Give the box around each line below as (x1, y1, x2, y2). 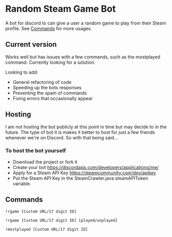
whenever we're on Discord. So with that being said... (5, 134, 118, 140)
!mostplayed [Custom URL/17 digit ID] (5, 227, 88, 232)
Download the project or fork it (12, 159, 78, 165)
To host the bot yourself (5, 147, 67, 154)
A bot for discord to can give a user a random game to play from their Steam (5, 20, 166, 26)
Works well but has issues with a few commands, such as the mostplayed (5, 54, 160, 60)
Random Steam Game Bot (5, 3, 116, 15)
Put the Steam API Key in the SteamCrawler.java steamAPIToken (12, 175, 148, 181)
